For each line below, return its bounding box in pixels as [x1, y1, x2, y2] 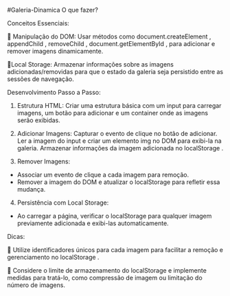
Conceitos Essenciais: [7, 19, 70, 27]
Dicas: [7, 233, 25, 240]
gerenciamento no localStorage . [7, 253, 100, 261]
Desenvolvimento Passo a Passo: [7, 89, 101, 96]
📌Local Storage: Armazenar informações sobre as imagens [7, 60, 174, 68]
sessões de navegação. [7, 75, 74, 83]
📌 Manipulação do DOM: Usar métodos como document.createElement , [7, 32, 211, 41]
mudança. [16, 185, 46, 193]
